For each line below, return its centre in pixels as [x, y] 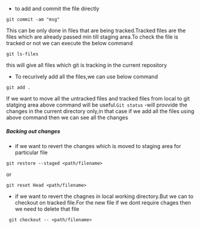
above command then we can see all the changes [67, 117]
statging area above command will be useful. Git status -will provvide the [97, 105]
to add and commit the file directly [57, 9]
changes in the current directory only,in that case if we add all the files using [100, 111]
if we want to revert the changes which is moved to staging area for [98, 146]
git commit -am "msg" [33, 20]
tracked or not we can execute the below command [70, 43]
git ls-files [22, 54]
